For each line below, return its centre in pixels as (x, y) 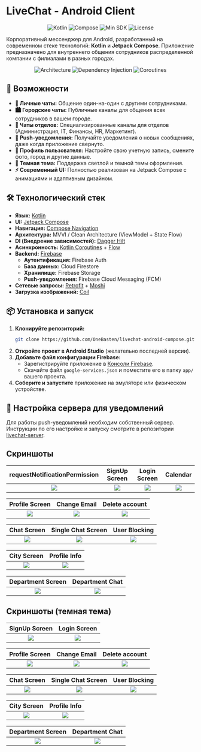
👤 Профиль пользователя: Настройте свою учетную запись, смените (104, 150)
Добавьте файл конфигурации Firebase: (68, 357)
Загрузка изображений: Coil (52, 292)
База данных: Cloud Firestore (61, 266)
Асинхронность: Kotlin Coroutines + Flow (68, 247)
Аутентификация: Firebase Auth (65, 260)
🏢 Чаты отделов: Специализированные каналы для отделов (92, 125)
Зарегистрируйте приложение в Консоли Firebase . (89, 364)
